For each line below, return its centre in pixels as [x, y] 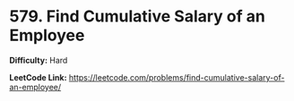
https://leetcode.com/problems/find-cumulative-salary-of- [177, 77]
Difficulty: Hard [39, 60]
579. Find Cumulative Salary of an [138, 17]
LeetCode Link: [38, 77]
